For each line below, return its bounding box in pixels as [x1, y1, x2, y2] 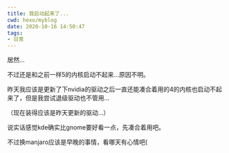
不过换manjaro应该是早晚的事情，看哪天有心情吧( [7, 138, 148, 146]
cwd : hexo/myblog [7, 17, 57, 24]
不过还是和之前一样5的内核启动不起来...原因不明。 [7, 71, 150, 79]
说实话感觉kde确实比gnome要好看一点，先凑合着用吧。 [7, 123, 165, 132]
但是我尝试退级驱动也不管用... [25, 94, 110, 102]
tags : [7, 29, 23, 37]
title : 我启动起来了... [7, 10, 69, 17]
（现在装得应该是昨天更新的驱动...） [7, 109, 110, 117]
